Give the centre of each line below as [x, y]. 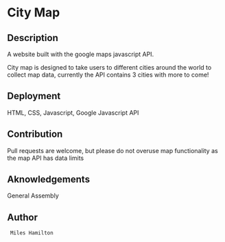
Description [33, 38]
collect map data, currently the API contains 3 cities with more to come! [108, 75]
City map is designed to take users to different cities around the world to [109, 67]
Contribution [35, 134]
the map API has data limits [46, 158]
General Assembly [33, 196]
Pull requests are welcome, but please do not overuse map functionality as [113, 150]
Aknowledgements [49, 179]
